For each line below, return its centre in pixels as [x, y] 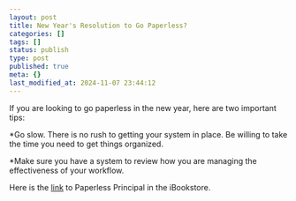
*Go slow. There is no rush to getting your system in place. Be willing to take [148, 134]
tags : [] [25, 42]
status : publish [39, 50]
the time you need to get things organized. [86, 144]
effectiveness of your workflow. [67, 170]
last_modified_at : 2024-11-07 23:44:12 [83, 83]
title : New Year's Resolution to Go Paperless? [99, 26]
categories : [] [37, 33]
